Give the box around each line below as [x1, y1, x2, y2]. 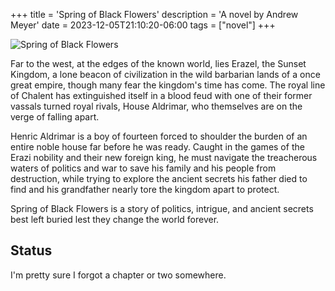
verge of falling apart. [10, 111, 100, 123]
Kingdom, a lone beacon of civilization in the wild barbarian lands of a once [10, 69, 321, 80]
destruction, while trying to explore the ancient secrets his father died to [10, 173, 308, 184]
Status [10, 242, 53, 259]
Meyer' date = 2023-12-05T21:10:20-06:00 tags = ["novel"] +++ [10, 19, 276, 31]
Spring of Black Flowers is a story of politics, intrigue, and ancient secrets [10, 203, 314, 214]
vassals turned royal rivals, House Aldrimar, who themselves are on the [10, 100, 303, 112]
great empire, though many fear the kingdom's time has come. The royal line [10, 79, 326, 91]
